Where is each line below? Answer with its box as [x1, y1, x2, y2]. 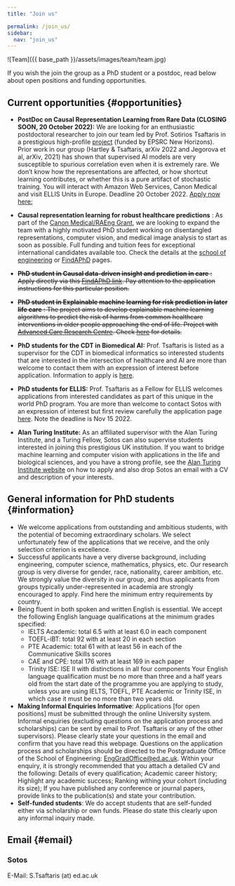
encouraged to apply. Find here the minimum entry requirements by [17, 590, 213, 598]
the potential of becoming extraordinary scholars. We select [17, 530, 191, 538]
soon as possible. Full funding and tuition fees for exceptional [17, 241, 195, 249]
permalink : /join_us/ [7, 22, 71, 30]
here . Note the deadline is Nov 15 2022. [17, 415, 132, 423]
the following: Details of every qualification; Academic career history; [17, 769, 217, 777]
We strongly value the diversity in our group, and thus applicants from [17, 575, 220, 583]
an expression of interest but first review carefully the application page [17, 407, 222, 416]
